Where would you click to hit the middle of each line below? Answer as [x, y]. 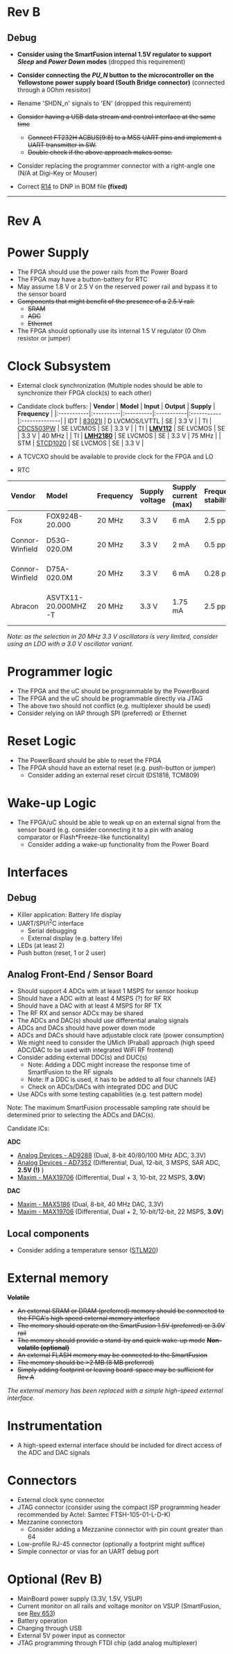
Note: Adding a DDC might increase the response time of [109, 1065]
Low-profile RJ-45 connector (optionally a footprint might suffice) [111, 1544]
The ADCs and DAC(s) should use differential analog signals [103, 1021]
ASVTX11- [64, 598]
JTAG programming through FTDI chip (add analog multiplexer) [107, 1643]
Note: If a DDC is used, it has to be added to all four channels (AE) [122, 1080]
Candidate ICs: [28, 1128]
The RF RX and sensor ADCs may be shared [80, 1013]
